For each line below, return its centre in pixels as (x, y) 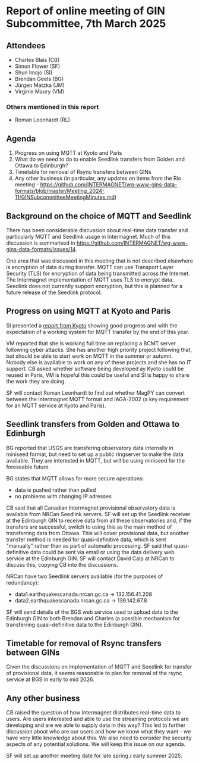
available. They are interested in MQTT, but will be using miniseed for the (96, 460)
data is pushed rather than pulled (55, 490)
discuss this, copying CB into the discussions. (62, 564)
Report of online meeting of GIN (86, 11)
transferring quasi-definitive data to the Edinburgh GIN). (75, 625)
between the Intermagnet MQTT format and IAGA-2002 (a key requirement (97, 399)
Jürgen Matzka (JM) (40, 85)
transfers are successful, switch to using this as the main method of (89, 527)
